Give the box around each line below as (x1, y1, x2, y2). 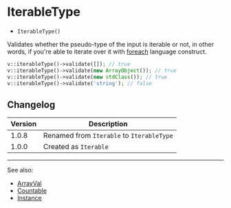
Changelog (7, 99, 56, 111)
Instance (16, 194, 43, 203)
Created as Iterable (43, 142, 109, 152)
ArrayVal (16, 179, 42, 187)
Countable (16, 187, 47, 195)
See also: (7, 166, 34, 174)
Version (10, 119, 37, 129)
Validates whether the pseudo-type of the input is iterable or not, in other (7, 40, 214, 48)
